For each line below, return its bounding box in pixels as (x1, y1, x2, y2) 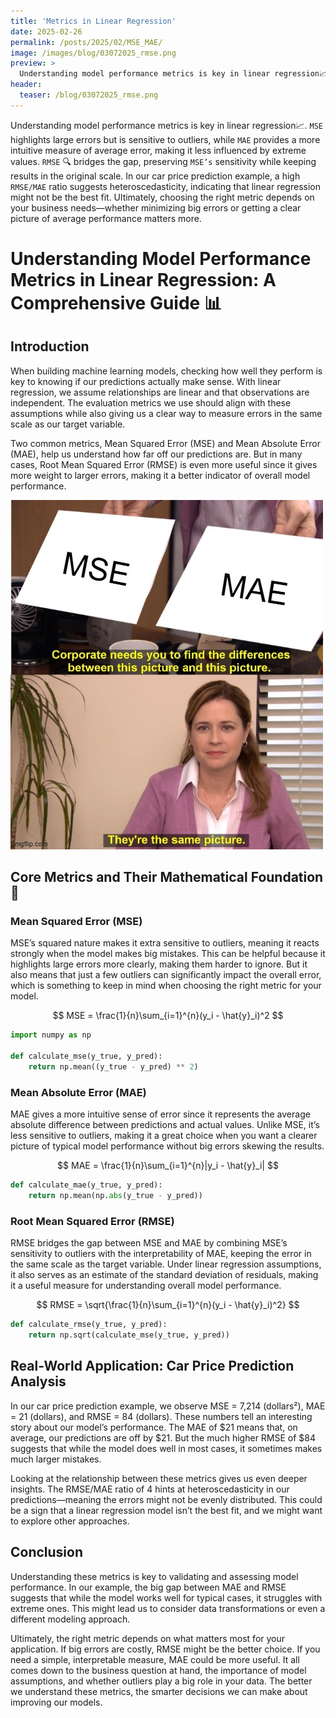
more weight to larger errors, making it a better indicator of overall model (10, 469, 311, 481)
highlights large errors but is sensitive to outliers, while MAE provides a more (10, 133, 321, 145)
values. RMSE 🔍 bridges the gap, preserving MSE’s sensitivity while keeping (10, 155, 317, 167)
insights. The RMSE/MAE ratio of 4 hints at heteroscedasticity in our (10, 1483, 290, 1495)
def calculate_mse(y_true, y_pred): (10, 1051, 163, 1062)
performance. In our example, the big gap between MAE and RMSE (10, 1581, 287, 1593)
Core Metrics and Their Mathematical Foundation (10, 869, 324, 886)
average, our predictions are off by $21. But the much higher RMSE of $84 (10, 1431, 317, 1444)
